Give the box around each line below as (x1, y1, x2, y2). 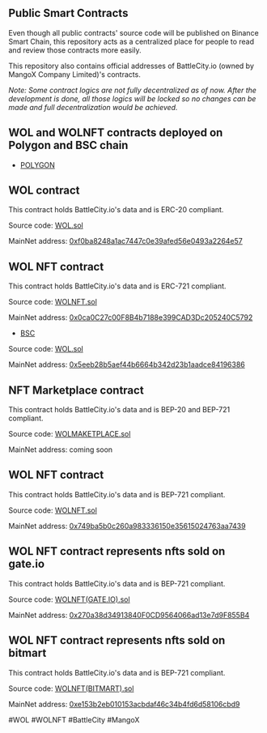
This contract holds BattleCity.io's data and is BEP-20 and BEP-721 (8, 405, 231, 415)
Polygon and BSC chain (8, 139, 129, 152)
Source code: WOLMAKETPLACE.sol (8, 429, 131, 439)
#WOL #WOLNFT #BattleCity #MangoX (8, 714, 140, 724)
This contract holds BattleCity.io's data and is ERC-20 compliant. (8, 205, 224, 215)
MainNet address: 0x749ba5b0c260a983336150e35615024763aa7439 (8, 521, 246, 531)
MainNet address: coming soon (8, 445, 113, 454)
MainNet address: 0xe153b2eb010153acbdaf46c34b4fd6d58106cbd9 (8, 699, 240, 709)
